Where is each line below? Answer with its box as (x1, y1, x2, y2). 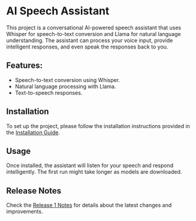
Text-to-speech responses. (14, 89, 83, 96)
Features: (6, 60, 43, 71)
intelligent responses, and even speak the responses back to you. (6, 43, 168, 50)
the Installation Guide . (6, 129, 61, 136)
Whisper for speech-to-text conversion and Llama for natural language (6, 30, 181, 37)
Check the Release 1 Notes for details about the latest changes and (6, 202, 172, 209)
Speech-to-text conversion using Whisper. (14, 76, 120, 83)
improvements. (6, 208, 43, 215)
